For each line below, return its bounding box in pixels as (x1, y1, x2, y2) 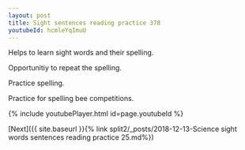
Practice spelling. (8, 78, 65, 88)
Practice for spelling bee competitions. (8, 94, 134, 103)
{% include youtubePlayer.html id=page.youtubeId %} (8, 109, 184, 118)
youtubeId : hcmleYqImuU (8, 26, 87, 34)
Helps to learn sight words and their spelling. (8, 48, 154, 58)
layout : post (8, 11, 51, 20)
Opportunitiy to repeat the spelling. (8, 63, 122, 73)
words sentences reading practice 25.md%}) (8, 133, 154, 142)
